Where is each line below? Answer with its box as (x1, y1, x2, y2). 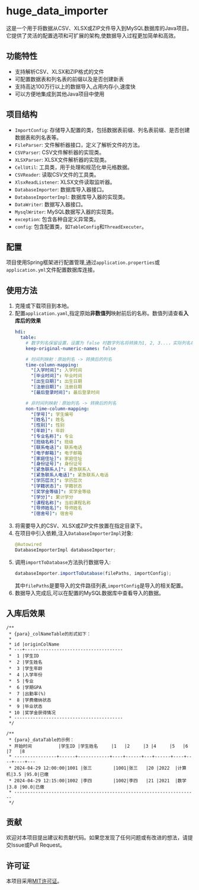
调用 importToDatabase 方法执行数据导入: (14, 558, 111, 565)
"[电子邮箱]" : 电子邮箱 (30, 450, 82, 456)
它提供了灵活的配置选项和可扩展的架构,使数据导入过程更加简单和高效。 (6, 32, 179, 39)
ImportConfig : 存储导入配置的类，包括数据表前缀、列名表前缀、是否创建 (14, 126, 190, 133)
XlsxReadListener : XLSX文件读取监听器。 (14, 178, 115, 185)
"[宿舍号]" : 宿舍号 (30, 511, 74, 517)
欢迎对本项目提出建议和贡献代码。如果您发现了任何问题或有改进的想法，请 (6, 834, 188, 841)
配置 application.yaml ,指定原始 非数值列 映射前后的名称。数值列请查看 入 (14, 310, 189, 317)
